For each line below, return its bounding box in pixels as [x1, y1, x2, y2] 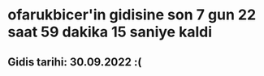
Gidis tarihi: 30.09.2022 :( [7, 55, 142, 69]
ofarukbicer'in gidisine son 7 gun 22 [7, 6, 257, 24]
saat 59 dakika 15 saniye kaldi [7, 23, 213, 41]
